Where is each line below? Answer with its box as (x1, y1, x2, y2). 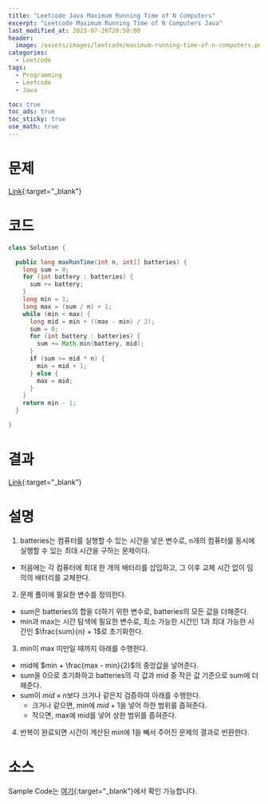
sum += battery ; (29, 280, 84, 288)
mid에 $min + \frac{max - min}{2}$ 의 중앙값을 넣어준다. (19, 660, 199, 670)
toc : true (8, 101, 41, 109)
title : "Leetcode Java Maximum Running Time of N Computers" (8, 11, 216, 20)
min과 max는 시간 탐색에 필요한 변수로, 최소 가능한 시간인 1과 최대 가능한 (19, 616, 246, 626)
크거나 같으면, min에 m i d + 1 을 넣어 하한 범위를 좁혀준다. (31, 700, 207, 710)
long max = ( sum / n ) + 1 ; (22, 303, 112, 311)
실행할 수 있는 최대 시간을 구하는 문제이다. (19, 545, 150, 555)
